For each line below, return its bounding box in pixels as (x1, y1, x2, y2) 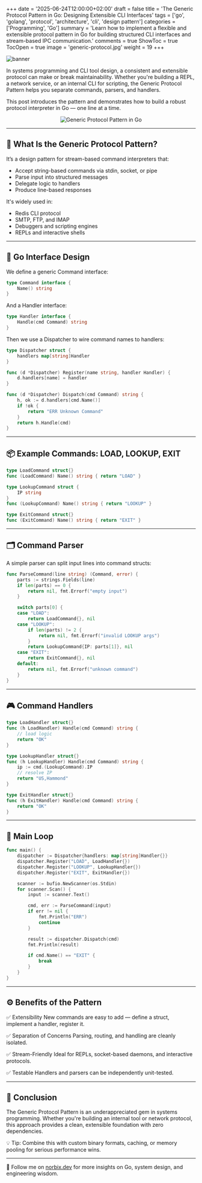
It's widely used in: (6, 197, 53, 205)
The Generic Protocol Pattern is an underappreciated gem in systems (6, 1108, 178, 1116)
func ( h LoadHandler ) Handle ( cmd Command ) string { (6, 725, 138, 731)
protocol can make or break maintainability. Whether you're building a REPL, (6, 74, 195, 80)
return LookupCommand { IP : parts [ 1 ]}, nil (28, 644, 133, 650)
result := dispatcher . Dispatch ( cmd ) (28, 936, 120, 942)
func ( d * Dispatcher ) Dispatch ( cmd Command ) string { (6, 392, 144, 398)
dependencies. (6, 1127, 43, 1135)
